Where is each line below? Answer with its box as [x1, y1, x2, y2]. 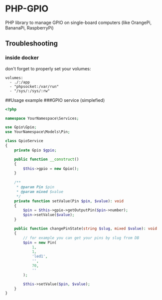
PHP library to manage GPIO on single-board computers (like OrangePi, [5, 19, 152, 25]
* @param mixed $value [16, 189, 64, 194]
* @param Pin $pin [16, 185, 55, 190]
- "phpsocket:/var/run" [9, 84, 59, 89]
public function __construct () [14, 157, 79, 162]
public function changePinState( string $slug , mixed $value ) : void [14, 226, 157, 231]
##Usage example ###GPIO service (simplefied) [5, 97, 105, 103]
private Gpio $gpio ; [14, 148, 57, 153]
